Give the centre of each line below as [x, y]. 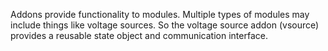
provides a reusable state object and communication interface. [139, 35]
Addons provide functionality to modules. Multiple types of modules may [160, 14]
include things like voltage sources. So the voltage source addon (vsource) [165, 25]
